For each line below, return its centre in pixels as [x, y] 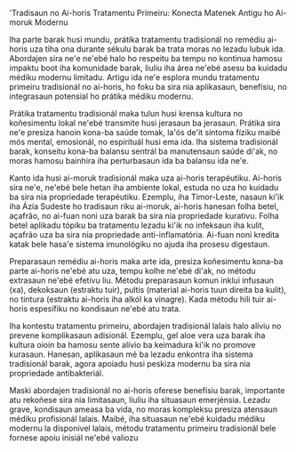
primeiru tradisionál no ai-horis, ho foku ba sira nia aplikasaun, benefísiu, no [148, 87]
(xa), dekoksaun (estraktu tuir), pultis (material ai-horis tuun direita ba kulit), [148, 290]
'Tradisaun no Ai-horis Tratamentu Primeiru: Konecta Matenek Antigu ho [141, 13]
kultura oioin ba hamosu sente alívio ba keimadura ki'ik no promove [132, 345]
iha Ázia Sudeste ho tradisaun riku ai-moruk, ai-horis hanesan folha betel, [144, 206]
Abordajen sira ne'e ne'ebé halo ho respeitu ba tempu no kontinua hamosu [146, 58]
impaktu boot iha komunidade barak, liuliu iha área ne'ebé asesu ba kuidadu [148, 68]
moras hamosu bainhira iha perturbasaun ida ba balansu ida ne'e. [129, 161]
